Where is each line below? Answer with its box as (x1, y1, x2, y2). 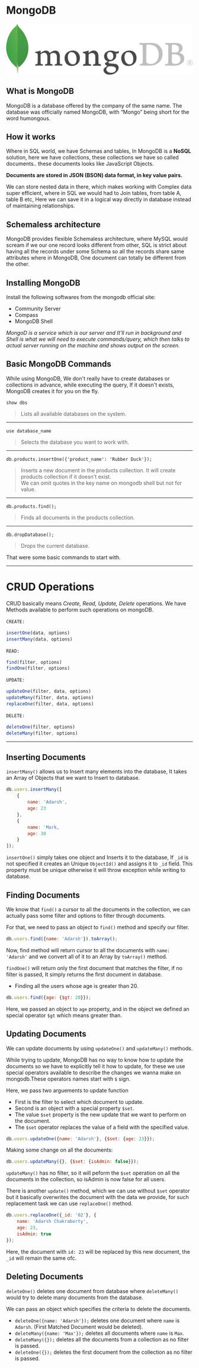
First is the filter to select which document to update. (14, 1098, 144, 1105)
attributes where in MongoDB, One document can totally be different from (6, 254, 187, 262)
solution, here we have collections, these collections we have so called (6, 154, 179, 161)
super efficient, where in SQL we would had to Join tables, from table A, (6, 190, 182, 197)
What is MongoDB (6, 86, 74, 96)
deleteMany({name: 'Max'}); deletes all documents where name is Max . (14, 1329, 185, 1336)
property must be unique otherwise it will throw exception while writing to (6, 867, 185, 874)
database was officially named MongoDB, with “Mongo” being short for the (6, 108, 190, 115)
